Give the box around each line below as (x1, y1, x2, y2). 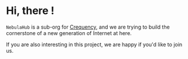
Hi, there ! (6, 4, 54, 18)
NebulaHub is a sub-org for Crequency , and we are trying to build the (6, 23, 170, 30)
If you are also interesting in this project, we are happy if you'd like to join (6, 41, 183, 48)
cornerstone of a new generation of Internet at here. (6, 29, 132, 36)
